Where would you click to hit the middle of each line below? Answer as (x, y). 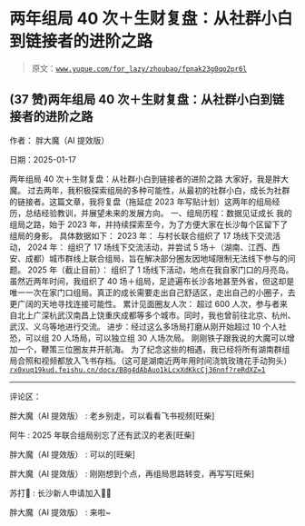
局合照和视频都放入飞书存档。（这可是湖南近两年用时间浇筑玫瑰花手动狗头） (151, 361)
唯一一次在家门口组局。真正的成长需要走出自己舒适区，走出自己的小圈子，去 (152, 293)
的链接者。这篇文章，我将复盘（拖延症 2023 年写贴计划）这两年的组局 (141, 202)
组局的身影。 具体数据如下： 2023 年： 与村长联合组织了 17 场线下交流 (141, 235)
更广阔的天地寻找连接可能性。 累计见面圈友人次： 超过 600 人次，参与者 (145, 303)
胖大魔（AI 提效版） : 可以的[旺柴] (73, 454)
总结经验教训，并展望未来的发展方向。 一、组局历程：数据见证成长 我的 (158, 213)
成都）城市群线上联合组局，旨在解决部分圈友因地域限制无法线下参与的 (156, 258)
